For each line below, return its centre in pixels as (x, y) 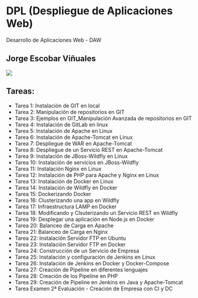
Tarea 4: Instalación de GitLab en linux (61, 124)
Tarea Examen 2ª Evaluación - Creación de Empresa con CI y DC (94, 289)
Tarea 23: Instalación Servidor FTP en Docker (70, 244)
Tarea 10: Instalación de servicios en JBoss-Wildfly (77, 162)
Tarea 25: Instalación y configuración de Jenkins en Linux (85, 257)
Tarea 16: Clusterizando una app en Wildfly (67, 200)
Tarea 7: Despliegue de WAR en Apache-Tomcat (73, 143)
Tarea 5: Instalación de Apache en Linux (64, 131)
